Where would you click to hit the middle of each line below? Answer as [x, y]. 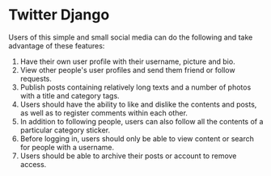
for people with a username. [67, 147]
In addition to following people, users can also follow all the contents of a [142, 121]
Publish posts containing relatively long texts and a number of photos [135, 87]
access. [33, 164]
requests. [36, 78]
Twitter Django [59, 15]
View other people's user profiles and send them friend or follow [128, 69]
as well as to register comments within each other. [104, 113]
